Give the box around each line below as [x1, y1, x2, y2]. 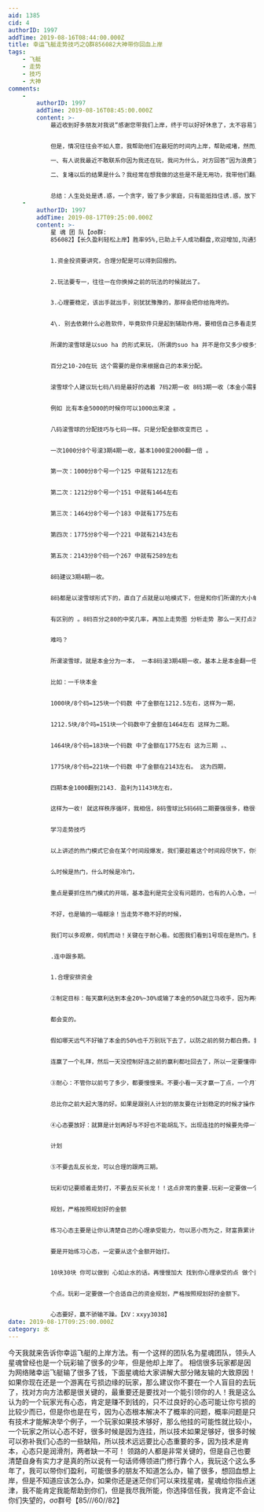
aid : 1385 [8, 11, 41, 20]
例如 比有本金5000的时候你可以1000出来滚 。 [49, 404, 179, 412]
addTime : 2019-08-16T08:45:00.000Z [36, 107, 153, 115]
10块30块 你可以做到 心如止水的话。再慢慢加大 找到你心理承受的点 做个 [49, 1268, 254, 1277]
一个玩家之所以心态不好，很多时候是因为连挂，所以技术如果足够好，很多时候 [8, 1426, 256, 1436]
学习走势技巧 [49, 826, 86, 834]
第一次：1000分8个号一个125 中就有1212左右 [49, 467, 178, 476]
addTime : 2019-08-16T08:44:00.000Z [8, 33, 125, 42]
